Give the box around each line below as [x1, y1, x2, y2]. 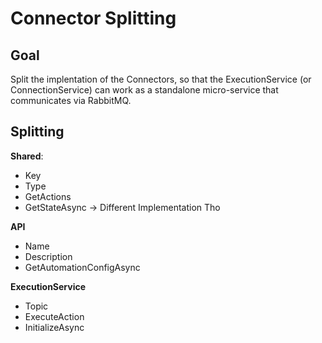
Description [24, 250, 73, 262]
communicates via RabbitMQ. [10, 95, 132, 106]
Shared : [10, 150, 44, 162]
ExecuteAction [24, 310, 85, 322]
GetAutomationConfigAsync [24, 261, 141, 273]
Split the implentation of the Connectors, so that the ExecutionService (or [10, 73, 312, 85]
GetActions [24, 190, 72, 202]
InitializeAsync [24, 321, 85, 333]
